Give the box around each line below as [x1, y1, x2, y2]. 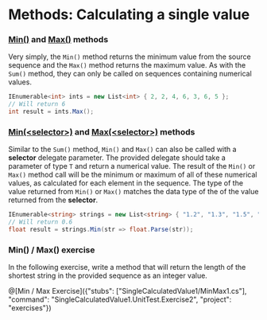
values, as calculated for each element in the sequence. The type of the [8, 178, 244, 188]
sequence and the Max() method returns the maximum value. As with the [8, 60, 246, 70]
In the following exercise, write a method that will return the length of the [8, 263, 246, 272]
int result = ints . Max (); [8, 107, 94, 116]
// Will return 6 [8, 100, 66, 108]
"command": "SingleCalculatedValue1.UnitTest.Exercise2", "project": [8, 295, 232, 304]
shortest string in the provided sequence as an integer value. [8, 271, 208, 280]
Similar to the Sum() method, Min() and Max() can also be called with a [8, 145, 237, 154]
